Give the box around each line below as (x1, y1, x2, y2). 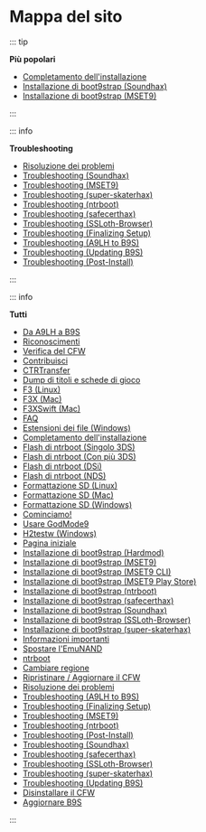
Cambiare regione (22, 662, 90, 673)
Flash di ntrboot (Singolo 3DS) (22, 441, 136, 453)
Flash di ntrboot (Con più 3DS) (22, 451, 136, 462)
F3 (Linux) (22, 384, 61, 395)
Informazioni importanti (22, 633, 110, 644)
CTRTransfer (22, 364, 70, 376)
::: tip (9, 36, 29, 47)
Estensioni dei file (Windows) (22, 422, 131, 433)
